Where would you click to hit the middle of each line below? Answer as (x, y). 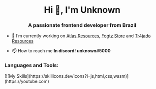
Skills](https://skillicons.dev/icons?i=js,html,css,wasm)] (73, 76)
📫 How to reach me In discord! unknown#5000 (61, 51)
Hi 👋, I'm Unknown (82, 10)
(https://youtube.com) (27, 81)
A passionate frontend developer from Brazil (82, 25)
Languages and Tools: (31, 66)
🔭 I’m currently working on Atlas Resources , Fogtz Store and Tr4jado (81, 36)
